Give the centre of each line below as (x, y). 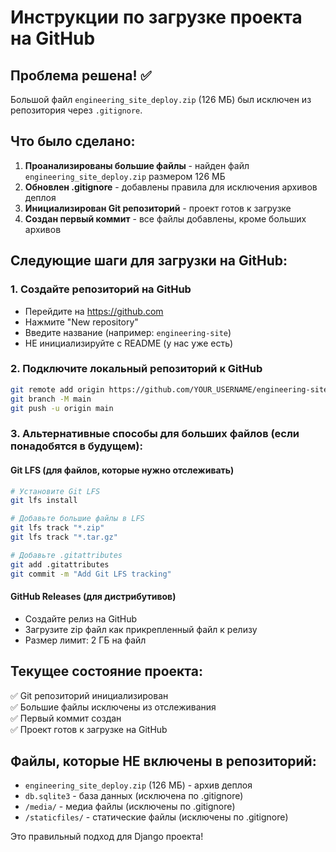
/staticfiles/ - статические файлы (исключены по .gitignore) (156, 817)
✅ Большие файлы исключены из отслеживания (113, 707)
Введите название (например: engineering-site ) (128, 332)
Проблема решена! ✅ (81, 75)
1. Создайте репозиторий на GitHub (101, 289)
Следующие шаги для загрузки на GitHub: (149, 261)
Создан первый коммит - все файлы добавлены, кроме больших (165, 218)
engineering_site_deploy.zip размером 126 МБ (125, 176)
